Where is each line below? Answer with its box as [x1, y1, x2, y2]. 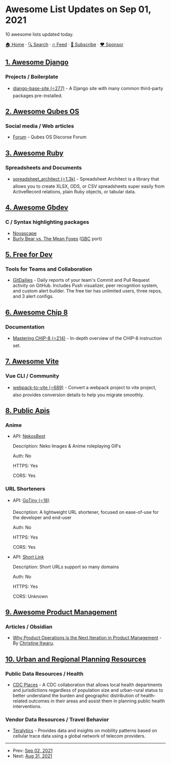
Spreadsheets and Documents [5, 164, 82, 171]
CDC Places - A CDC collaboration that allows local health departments [12, 682, 162, 688]
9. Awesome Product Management [5, 608, 118, 616]
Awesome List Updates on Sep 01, [5, 4, 151, 15]
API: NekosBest [12, 433, 46, 439]
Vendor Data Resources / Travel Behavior [5, 716, 109, 723]
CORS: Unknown [12, 593, 48, 599]
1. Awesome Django [5, 58, 69, 67]
